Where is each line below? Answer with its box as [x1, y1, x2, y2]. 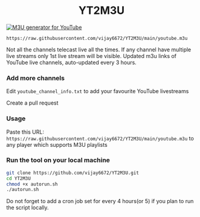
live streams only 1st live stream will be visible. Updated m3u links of [6, 52, 177, 59]
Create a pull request [6, 99, 59, 106]
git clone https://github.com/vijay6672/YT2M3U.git [6, 170, 139, 176]
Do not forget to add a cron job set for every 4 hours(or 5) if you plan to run [6, 198, 194, 205]
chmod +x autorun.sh [6, 181, 59, 187]
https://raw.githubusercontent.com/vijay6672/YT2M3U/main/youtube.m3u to [6, 134, 195, 142]
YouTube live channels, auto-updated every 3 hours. [6, 59, 137, 66]
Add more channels [6, 74, 65, 82]
